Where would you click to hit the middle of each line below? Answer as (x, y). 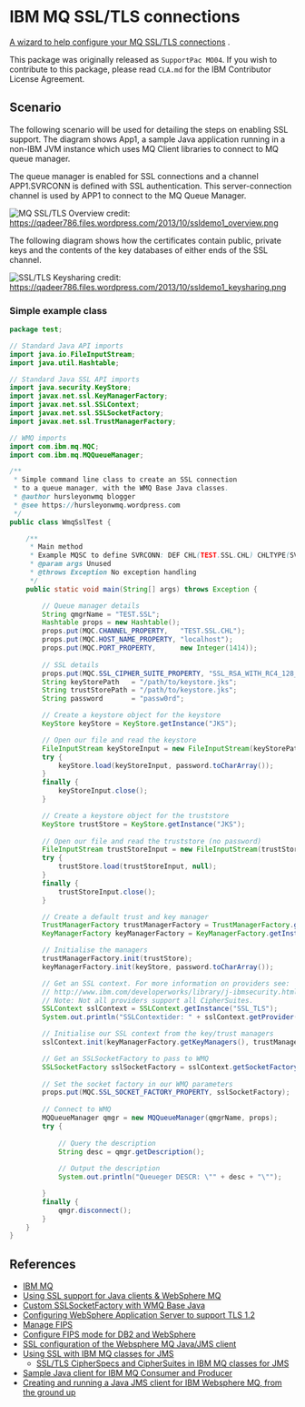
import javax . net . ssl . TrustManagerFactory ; (93, 421)
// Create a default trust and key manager (125, 916)
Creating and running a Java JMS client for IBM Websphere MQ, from (152, 1383)
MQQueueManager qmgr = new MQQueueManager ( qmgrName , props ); (160, 1118)
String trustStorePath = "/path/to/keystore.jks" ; (140, 690)
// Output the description (109, 1169)
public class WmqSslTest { (60, 522)
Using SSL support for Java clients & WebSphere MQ (122, 1296)
